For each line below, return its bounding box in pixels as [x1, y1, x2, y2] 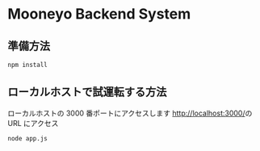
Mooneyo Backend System [7, 5, 191, 23]
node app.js [7, 134, 48, 142]
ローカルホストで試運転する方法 [7, 86, 167, 99]
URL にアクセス [7, 118, 59, 128]
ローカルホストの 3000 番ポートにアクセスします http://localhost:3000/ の [7, 108, 253, 118]
